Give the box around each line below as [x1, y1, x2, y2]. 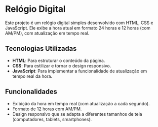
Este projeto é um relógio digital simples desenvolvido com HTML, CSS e [5, 20, 154, 26]
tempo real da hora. [12, 73, 53, 79]
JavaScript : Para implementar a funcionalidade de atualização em [12, 68, 147, 74]
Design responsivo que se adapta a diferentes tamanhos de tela [12, 111, 142, 117]
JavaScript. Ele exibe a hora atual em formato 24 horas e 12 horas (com [5, 25, 151, 31]
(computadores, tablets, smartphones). [12, 116, 92, 122]
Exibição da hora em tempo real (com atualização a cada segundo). [12, 100, 150, 106]
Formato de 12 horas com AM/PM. [12, 106, 82, 112]
